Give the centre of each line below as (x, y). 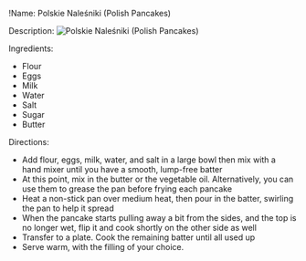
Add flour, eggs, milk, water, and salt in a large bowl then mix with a (148, 160)
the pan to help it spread (68, 208)
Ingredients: (31, 48)
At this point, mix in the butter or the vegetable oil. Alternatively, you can (158, 179)
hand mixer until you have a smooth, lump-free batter (122, 169)
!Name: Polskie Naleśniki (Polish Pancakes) (90, 13)
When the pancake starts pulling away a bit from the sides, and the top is (159, 218)
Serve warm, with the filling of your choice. (103, 247)
